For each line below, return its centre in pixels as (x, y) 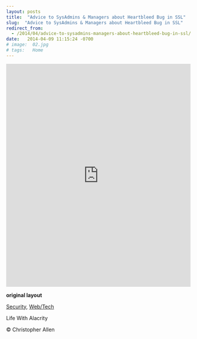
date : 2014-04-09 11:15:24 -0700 (50, 39)
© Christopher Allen (30, 330)
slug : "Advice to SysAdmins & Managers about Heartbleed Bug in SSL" (95, 22)
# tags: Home (25, 50)
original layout (24, 295)
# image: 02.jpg (27, 45)
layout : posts (24, 12)
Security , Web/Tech (30, 306)
